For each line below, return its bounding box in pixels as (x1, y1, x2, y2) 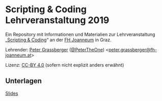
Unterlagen (5, 77, 42, 85)
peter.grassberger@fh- (109, 46, 157, 53)
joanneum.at (5, 52, 32, 58)
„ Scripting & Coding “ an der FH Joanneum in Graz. (5, 37, 112, 43)
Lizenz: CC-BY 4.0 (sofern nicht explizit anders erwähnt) (5, 62, 124, 68)
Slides (5, 90, 18, 96)
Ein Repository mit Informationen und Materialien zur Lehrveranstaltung (5, 31, 155, 37)
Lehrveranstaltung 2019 (5, 14, 110, 26)
